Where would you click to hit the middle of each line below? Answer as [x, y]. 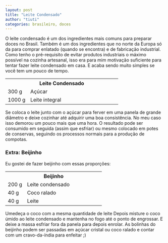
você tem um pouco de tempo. [37, 71]
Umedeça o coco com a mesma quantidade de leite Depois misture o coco [83, 213]
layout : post [19, 10]
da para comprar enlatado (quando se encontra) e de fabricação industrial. [83, 49]
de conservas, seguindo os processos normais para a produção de [75, 134]
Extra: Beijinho [23, 153]
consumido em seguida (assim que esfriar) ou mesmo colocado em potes [82, 129]
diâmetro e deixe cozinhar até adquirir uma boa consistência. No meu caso [83, 118]
